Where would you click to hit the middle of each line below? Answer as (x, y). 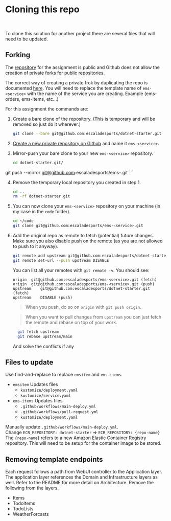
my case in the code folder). (41, 212)
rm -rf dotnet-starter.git (41, 196)
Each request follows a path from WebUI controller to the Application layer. (84, 472)
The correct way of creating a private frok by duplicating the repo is (77, 82)
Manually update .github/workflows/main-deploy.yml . (62, 427)
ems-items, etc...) (40, 99)
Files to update (29, 362)
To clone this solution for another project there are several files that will (80, 33)
